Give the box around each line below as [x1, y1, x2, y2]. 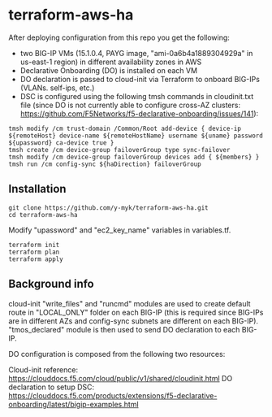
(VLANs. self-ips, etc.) [19, 83, 95, 93]
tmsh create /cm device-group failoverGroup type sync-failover [8, 146, 231, 154]
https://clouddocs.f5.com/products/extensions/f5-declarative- [8, 390, 218, 400]
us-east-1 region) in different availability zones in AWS [19, 57, 202, 67]
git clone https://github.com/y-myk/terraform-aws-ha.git [8, 203, 209, 212]
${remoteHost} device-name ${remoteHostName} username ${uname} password [8, 132, 264, 140]
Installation [8, 182, 67, 196]
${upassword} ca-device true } [8, 138, 114, 147]
